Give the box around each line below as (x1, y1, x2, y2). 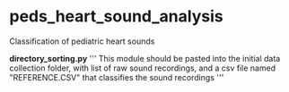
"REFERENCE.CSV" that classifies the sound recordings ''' (9, 71, 224, 82)
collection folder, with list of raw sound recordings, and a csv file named (9, 63, 276, 73)
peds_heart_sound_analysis (9, 6, 223, 27)
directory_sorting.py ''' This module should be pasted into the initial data (9, 53, 281, 63)
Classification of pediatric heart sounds (9, 36, 155, 46)
